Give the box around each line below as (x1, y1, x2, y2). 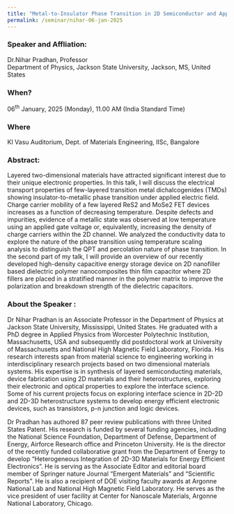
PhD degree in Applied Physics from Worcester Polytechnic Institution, (7, 330, 210, 338)
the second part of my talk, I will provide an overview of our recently (7, 252, 203, 261)
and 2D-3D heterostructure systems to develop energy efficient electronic (7, 396, 220, 405)
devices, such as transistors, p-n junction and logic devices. (7, 404, 180, 412)
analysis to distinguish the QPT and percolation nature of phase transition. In (7, 245, 227, 254)
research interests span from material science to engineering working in (7, 352, 214, 361)
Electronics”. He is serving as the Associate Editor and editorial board (7, 462, 206, 470)
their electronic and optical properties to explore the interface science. (7, 382, 210, 390)
